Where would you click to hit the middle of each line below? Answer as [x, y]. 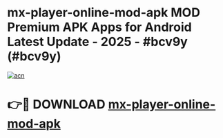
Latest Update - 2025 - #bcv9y [97, 42]
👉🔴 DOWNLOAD [56, 105]
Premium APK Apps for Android [99, 27]
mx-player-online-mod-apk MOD [104, 13]
